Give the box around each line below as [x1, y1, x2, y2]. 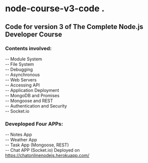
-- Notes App [5, 132, 32, 137]
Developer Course [5, 30, 63, 38]
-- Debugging [5, 66, 33, 72]
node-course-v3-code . [5, 3, 105, 14]
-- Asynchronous [5, 72, 40, 78]
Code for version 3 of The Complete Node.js [5, 23, 144, 31]
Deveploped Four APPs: [5, 120, 63, 127]
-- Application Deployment [5, 87, 59, 93]
